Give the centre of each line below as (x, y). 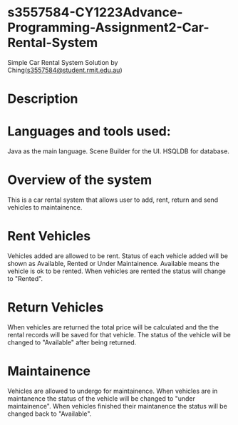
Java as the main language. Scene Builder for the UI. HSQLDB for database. (118, 151)
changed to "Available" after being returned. (72, 342)
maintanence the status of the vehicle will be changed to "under (102, 398)
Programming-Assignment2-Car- (108, 27)
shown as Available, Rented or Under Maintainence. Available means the (113, 263)
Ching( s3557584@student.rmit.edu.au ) (65, 70)
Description (43, 99)
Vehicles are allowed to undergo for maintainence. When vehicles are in (113, 391)
